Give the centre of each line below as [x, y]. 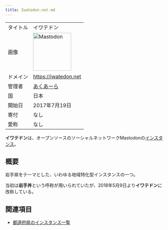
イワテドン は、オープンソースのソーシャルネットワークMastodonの [75, 138]
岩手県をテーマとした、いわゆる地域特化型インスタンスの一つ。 [72, 175]
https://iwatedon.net [57, 76]
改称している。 [21, 192]
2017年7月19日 [52, 105]
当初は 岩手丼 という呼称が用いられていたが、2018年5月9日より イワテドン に [84, 185]
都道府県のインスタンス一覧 [41, 222]
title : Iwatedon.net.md [30, 10]
